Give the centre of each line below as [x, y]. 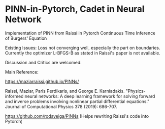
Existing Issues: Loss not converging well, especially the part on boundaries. [82, 48]
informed [14, 96]
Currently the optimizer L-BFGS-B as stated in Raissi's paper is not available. [83, 53]
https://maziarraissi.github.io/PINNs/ [42, 81]
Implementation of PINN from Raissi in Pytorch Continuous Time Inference [80, 33]
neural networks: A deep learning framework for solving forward [90, 96]
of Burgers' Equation [26, 38]
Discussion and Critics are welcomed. [44, 62]
